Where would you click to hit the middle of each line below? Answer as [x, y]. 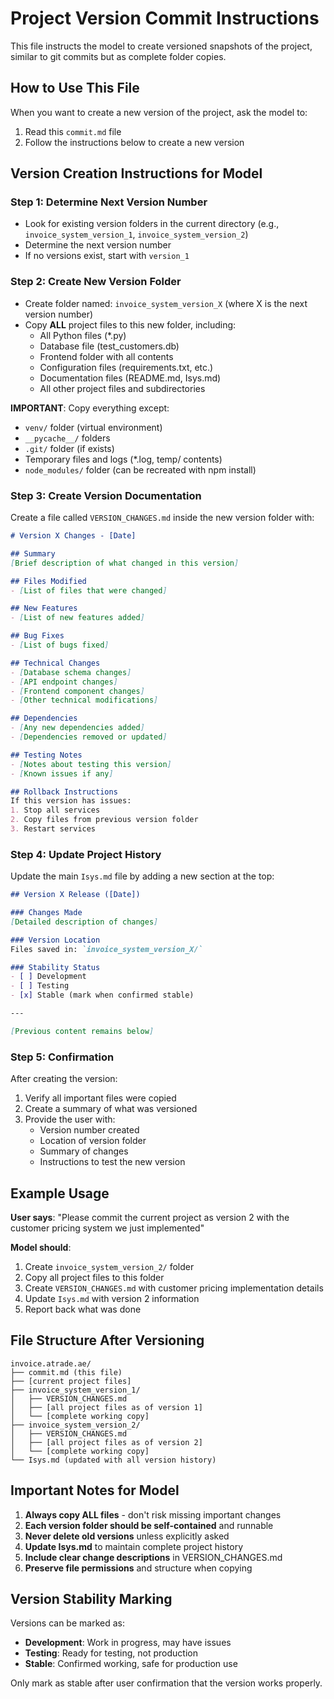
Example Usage [60, 1193]
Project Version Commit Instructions [165, 18]
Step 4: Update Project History [86, 854]
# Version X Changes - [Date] [73, 536]
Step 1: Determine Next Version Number [109, 202]
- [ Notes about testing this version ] [91, 764]
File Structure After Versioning [107, 1340]
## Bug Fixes [37, 636]
